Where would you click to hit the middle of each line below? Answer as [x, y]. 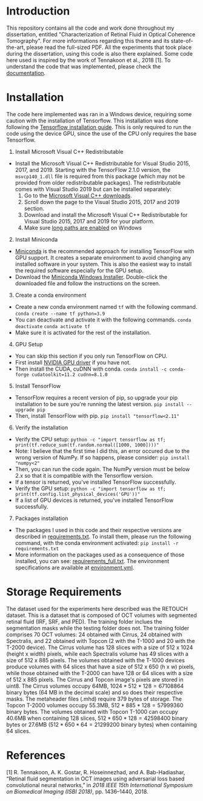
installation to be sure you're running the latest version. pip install [99, 404]
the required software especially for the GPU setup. [79, 270]
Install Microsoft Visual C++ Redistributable [69, 151]
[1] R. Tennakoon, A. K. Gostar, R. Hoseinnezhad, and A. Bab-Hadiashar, [96, 772]
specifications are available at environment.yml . [75, 567]
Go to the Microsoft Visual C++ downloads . [78, 196]
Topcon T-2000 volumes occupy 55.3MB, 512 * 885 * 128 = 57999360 [95, 705]
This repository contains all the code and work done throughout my [90, 28]
